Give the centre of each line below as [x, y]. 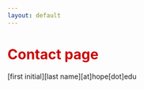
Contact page [53, 54]
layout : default [34, 15]
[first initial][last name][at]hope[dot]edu [72, 76]
